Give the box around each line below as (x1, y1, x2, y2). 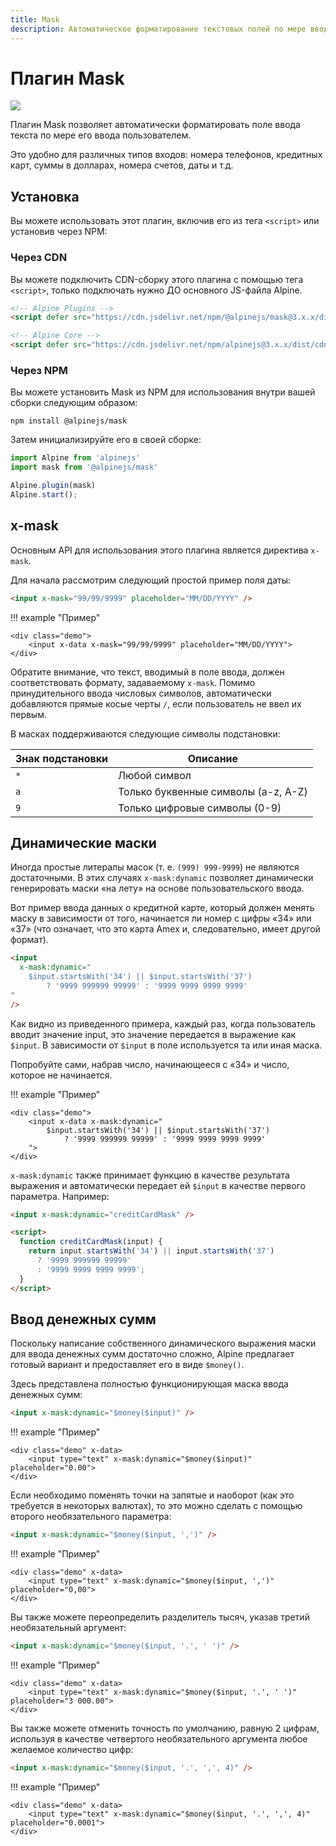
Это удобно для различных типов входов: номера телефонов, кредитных (10, 149, 323, 161)
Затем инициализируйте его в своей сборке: (10, 434, 202, 446)
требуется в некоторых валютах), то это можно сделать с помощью (10, 1500, 303, 1512)
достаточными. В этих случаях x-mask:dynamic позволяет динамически (10, 872, 314, 884)
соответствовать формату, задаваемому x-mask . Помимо (10, 676, 256, 688)
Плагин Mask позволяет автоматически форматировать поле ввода (10, 119, 301, 131)
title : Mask (10, 14, 60, 25)
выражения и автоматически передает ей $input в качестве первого (10, 1179, 306, 1191)
